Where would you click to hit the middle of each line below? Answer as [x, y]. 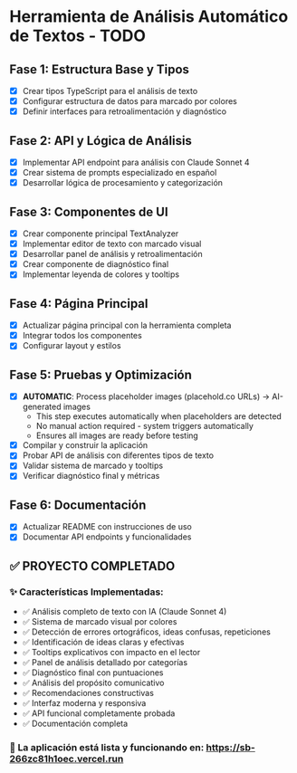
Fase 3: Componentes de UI [89, 211]
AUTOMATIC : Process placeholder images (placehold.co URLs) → [146, 396]
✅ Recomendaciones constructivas [88, 693]
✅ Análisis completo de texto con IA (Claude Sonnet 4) [125, 612]
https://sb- [230, 747]
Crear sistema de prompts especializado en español [120, 173]
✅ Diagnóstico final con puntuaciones [93, 673]
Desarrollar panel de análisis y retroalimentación [113, 254]
